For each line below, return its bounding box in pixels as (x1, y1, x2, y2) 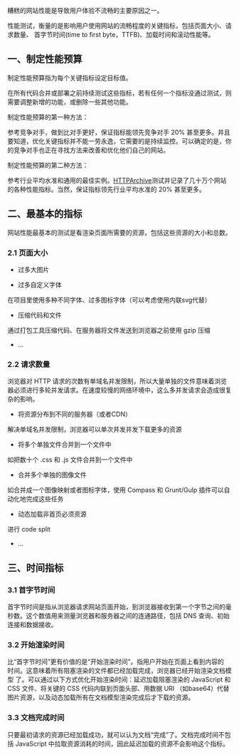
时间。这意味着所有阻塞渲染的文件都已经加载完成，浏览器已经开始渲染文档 (7, 667, 225, 675)
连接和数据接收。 (7, 620, 58, 629)
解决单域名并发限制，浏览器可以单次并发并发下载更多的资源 (7, 425, 182, 434)
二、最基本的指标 (7, 208, 83, 220)
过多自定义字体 (17, 280, 62, 289)
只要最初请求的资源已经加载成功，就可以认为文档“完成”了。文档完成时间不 (7, 730, 225, 739)
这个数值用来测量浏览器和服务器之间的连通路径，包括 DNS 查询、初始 (26, 611, 230, 619)
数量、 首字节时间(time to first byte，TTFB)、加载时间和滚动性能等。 (13, 31, 215, 39)
